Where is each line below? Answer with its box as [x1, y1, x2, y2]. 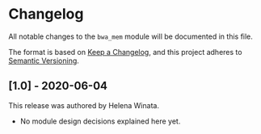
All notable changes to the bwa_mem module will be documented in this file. [8, 31, 253, 41]
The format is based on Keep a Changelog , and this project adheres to [8, 47, 242, 57]
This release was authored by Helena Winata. [8, 100, 160, 110]
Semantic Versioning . [8, 56, 79, 65]
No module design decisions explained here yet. [19, 116, 181, 126]
